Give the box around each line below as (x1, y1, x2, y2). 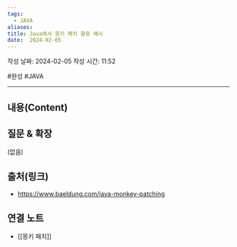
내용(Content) (7, 101, 68, 113)
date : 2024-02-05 (7, 37, 61, 44)
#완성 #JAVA (7, 72, 44, 81)
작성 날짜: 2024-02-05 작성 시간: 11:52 (7, 57, 116, 66)
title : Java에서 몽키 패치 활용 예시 (7, 30, 104, 38)
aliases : (7, 23, 33, 30)
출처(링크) (7, 171, 49, 183)
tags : (7, 10, 23, 18)
